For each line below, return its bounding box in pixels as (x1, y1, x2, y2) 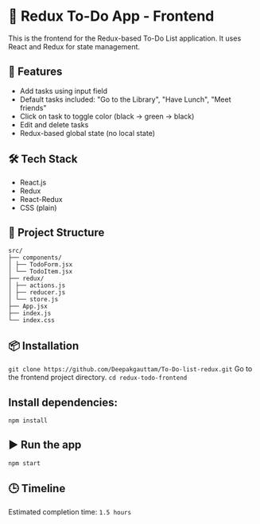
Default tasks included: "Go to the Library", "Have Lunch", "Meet (19, 95, 231, 104)
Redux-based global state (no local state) (19, 128, 155, 138)
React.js (19, 177, 47, 187)
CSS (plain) (19, 203, 57, 212)
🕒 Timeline (8, 482, 66, 495)
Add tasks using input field (19, 86, 108, 95)
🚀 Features (8, 65, 63, 79)
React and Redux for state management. (8, 41, 141, 51)
